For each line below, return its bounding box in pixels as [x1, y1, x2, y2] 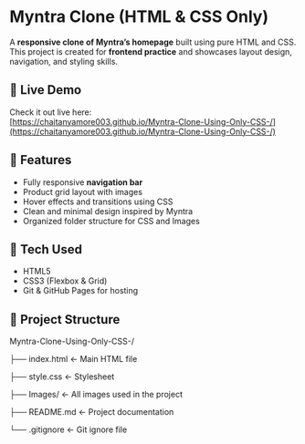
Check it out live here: [9, 107, 92, 118]
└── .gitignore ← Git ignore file [9, 424, 128, 435]
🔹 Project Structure [9, 312, 121, 327]
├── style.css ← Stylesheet [9, 371, 115, 382]
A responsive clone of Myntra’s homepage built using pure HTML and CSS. [9, 36, 297, 47]
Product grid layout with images [22, 186, 143, 197]
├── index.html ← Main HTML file [9, 354, 138, 365]
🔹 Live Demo [9, 82, 82, 98]
